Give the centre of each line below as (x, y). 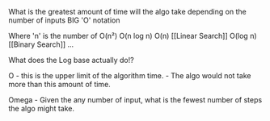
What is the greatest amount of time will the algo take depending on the (127, 12)
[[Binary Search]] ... (41, 44)
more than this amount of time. (59, 84)
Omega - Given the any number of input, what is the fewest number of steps (135, 100)
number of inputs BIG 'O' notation (64, 20)
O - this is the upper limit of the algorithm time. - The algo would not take (130, 75)
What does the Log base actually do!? (72, 60)
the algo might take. (42, 108)
